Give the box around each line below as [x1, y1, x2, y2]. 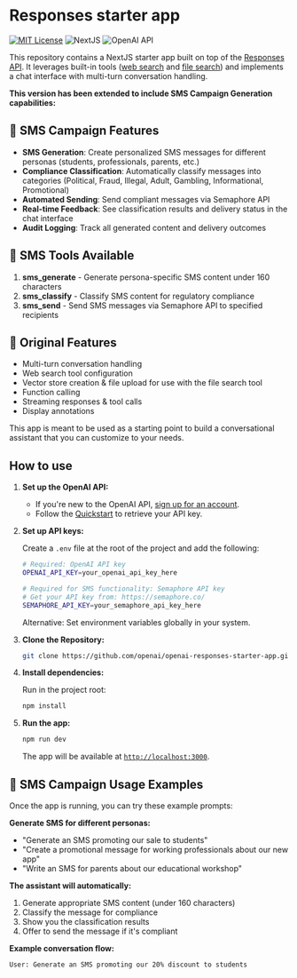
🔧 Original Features [9, 335, 117, 350]
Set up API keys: [21, 526, 84, 537]
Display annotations [21, 406, 95, 417]
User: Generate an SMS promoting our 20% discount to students [9, 960, 248, 969]
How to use [9, 458, 73, 473]
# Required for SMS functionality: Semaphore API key [21, 584, 225, 593]
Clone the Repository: [21, 634, 105, 645]
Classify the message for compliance [21, 907, 158, 918]
